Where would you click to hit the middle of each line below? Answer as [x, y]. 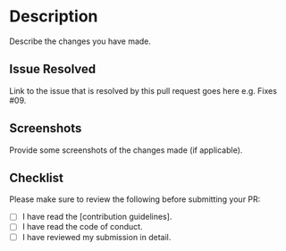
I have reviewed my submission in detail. [97, 237]
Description [54, 17]
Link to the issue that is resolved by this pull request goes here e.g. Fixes [143, 90]
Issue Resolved [53, 69]
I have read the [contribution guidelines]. [97, 217]
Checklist [37, 177]
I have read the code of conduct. [82, 227]
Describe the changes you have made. [80, 41]
